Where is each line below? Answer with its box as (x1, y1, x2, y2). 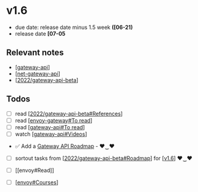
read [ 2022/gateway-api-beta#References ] (14, 110, 123, 117)
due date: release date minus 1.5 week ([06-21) (14, 24, 133, 31)
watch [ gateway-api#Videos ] (14, 130, 88, 138)
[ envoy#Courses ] (14, 179, 59, 186)
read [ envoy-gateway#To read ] (14, 117, 92, 124)
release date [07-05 (14, 30, 66, 37)
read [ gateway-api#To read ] (14, 123, 85, 130)
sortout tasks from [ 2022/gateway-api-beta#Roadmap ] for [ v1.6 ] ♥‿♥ (14, 155, 193, 162)
